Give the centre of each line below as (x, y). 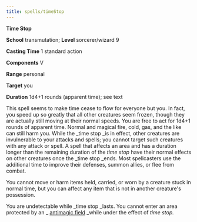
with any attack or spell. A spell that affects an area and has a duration (91, 145)
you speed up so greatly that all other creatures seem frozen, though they (96, 114)
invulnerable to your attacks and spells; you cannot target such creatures (95, 140)
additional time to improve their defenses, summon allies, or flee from (90, 164)
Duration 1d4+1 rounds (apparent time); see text (64, 97)
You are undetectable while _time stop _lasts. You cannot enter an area (92, 206)
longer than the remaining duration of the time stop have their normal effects (99, 152)
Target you (20, 85)
